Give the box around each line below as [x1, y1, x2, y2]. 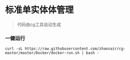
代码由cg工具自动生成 [17, 21, 61, 27]
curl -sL [5, 46, 23, 51]
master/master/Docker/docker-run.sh [5, 51, 80, 56]
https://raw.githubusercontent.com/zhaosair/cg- [24, 46, 126, 51]
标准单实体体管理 [5, 4, 74, 16]
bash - [86, 51, 99, 56]
